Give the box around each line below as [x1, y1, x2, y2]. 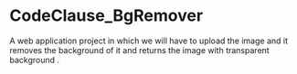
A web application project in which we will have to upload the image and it [9, 35, 289, 46]
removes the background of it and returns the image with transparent [9, 44, 270, 55]
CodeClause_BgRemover [9, 5, 204, 26]
